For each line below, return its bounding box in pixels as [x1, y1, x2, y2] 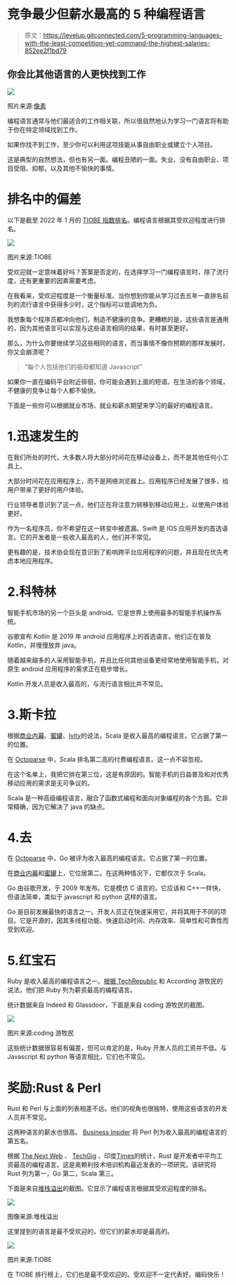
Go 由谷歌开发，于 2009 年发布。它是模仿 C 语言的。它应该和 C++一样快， [7, 884, 225, 892]
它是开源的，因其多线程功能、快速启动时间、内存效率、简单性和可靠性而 [19, 916, 229, 925]
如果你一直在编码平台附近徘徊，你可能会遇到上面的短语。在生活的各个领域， [7, 377, 229, 386]
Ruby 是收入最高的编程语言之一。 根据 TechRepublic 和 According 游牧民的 [7, 977, 223, 986]
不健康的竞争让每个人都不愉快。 [7, 386, 100, 394]
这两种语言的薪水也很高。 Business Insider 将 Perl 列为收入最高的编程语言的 [7, 1128, 227, 1137]
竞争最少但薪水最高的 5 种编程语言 [7, 6, 206, 22]
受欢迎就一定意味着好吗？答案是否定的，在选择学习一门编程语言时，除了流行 [7, 268, 229, 276]
